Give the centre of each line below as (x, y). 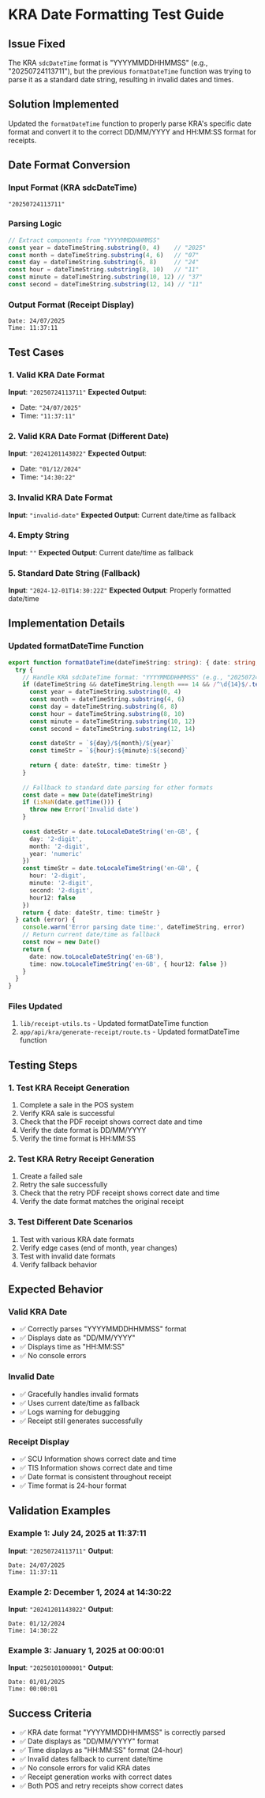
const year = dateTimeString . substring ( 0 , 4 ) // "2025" (107, 248)
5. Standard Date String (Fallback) (74, 573)
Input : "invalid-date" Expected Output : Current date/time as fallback (122, 515)
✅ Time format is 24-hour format (73, 1486)
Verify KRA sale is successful (67, 1114)
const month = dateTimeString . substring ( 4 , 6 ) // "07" (104, 255)
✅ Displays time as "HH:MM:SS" (72, 1347)
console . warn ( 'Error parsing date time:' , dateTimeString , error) (134, 927)
